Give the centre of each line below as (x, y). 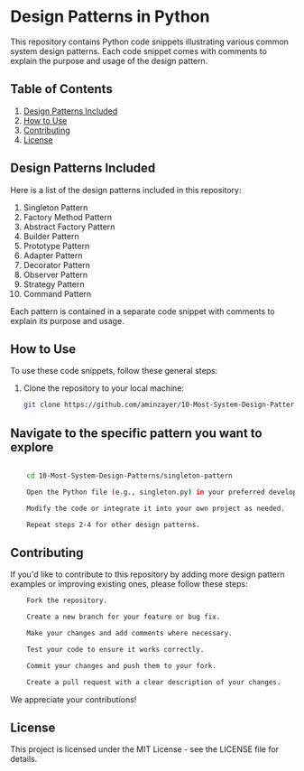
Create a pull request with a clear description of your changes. (154, 682)
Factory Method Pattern (68, 217)
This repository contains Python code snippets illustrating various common (150, 42)
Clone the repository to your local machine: (103, 388)
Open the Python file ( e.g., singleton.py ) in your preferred (146, 492)
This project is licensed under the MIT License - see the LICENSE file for (144, 749)
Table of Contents (62, 89)
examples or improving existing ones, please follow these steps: (129, 584)
